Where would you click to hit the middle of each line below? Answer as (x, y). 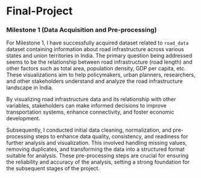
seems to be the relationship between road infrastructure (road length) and (100, 62)
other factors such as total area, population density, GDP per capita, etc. (96, 69)
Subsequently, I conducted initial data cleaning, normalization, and (89, 130)
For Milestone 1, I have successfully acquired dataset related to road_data (97, 43)
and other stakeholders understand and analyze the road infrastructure (94, 81)
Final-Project (40, 11)
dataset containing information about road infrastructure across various (95, 49)
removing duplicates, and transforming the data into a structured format (96, 149)
